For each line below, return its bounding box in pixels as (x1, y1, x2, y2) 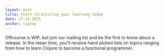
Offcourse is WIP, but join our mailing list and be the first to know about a (5, 35, 155, 41)
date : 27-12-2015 (5, 16, 41, 21)
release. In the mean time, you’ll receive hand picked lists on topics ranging (5, 40, 160, 46)
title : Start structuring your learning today (5, 12, 103, 17)
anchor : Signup (5, 21, 37, 26)
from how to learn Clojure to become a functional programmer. (5, 45, 133, 51)
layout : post (5, 7, 32, 12)
